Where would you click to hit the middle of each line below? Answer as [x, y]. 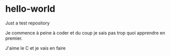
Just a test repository [27, 23]
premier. [14, 38]
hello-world [30, 9]
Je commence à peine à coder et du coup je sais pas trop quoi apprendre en [85, 33]
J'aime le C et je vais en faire [36, 48]
